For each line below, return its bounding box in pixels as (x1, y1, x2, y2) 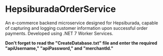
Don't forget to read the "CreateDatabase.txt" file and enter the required (5, 40, 158, 46)
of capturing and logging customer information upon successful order (5, 25, 148, 31)
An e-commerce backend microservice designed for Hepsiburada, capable (5, 20, 159, 26)
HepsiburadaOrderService (5, 3, 116, 15)
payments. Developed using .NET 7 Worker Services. (5, 30, 113, 36)
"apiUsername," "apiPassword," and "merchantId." (5, 45, 113, 51)
